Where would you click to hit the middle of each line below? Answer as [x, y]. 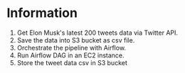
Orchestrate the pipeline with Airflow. [71, 47]
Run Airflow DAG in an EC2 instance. [71, 55]
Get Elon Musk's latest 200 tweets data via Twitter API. [97, 33]
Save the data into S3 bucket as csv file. [76, 40]
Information [42, 13]
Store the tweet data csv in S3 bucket [72, 62]
